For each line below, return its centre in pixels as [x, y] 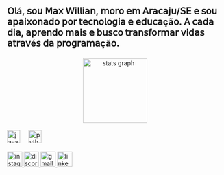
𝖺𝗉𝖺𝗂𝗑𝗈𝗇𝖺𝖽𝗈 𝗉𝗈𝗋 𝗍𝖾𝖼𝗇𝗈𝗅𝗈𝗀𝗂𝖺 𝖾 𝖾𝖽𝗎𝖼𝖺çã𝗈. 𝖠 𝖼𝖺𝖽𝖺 [111, 22]
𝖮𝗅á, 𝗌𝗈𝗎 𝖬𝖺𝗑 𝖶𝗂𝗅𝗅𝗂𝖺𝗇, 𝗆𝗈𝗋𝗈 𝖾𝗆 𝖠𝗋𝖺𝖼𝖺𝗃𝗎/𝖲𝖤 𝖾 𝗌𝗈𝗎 [112, 11]
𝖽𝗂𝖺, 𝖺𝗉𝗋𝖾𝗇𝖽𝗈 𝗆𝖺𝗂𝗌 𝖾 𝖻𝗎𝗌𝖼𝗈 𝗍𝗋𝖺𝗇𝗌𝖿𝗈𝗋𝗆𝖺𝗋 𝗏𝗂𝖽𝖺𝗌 [106, 33]
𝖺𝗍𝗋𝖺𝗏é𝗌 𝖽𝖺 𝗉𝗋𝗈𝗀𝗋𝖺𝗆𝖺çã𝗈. [63, 44]
